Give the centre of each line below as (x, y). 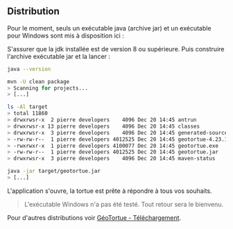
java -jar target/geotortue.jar (54, 171)
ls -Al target (28, 107)
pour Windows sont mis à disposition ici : (66, 35)
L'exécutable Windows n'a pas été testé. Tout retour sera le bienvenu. (124, 204)
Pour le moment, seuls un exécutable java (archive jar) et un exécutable (109, 28)
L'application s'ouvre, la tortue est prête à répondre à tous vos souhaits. (110, 191)
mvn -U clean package (38, 82)
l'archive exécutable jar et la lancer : (59, 56)
